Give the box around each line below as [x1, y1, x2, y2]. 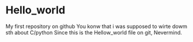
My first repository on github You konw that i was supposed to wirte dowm [5, 23, 188, 30]
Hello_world [5, 3, 66, 17]
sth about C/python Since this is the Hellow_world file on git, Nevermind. [5, 29, 182, 36]
